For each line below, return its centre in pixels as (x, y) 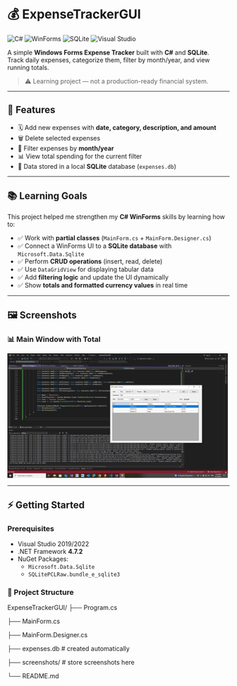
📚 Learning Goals (48, 196)
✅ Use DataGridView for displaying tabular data (85, 269)
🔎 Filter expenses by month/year (66, 148)
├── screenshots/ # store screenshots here (71, 663)
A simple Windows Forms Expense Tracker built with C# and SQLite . (108, 52)
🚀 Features (31, 110)
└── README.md (33, 676)
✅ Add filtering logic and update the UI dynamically (93, 277)
